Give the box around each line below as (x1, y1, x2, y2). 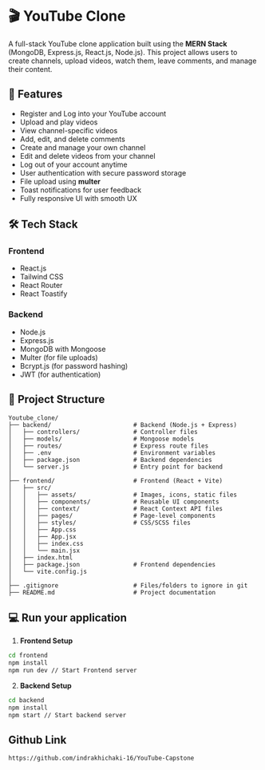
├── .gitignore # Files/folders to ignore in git (8, 581, 248, 590)
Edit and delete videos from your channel (19, 151, 156, 160)
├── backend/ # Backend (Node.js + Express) (8, 421, 238, 428)
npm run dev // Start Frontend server (8, 666, 137, 675)
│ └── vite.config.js (8, 567, 88, 575)
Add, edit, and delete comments (19, 134, 125, 144)
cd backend (8, 696, 45, 704)
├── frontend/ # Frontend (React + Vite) (8, 476, 223, 484)
